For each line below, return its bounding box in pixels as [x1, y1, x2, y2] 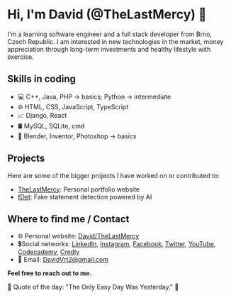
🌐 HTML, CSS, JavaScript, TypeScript [17, 102, 129, 111]
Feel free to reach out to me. [7, 269, 92, 277]
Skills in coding [7, 73, 76, 85]
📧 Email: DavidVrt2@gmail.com [17, 255, 108, 264]
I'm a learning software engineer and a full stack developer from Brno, [7, 30, 213, 38]
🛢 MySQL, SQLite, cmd [17, 121, 85, 130]
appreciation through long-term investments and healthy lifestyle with [7, 45, 211, 53]
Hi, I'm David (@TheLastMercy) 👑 [7, 6, 207, 23]
